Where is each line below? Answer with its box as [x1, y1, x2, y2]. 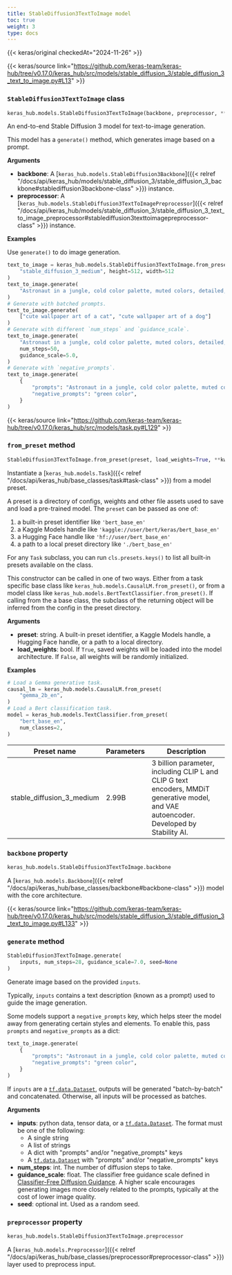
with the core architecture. [7, 891, 83, 899]
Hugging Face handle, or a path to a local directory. [17, 637, 164, 646]
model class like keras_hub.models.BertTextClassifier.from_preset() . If [7, 588, 213, 597]
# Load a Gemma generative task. [7, 679, 104, 686]
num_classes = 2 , [19, 724, 64, 731]
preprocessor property [7, 1217, 83, 1226]
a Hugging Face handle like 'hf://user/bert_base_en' [17, 532, 171, 540]
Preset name [33, 746, 77, 756]
